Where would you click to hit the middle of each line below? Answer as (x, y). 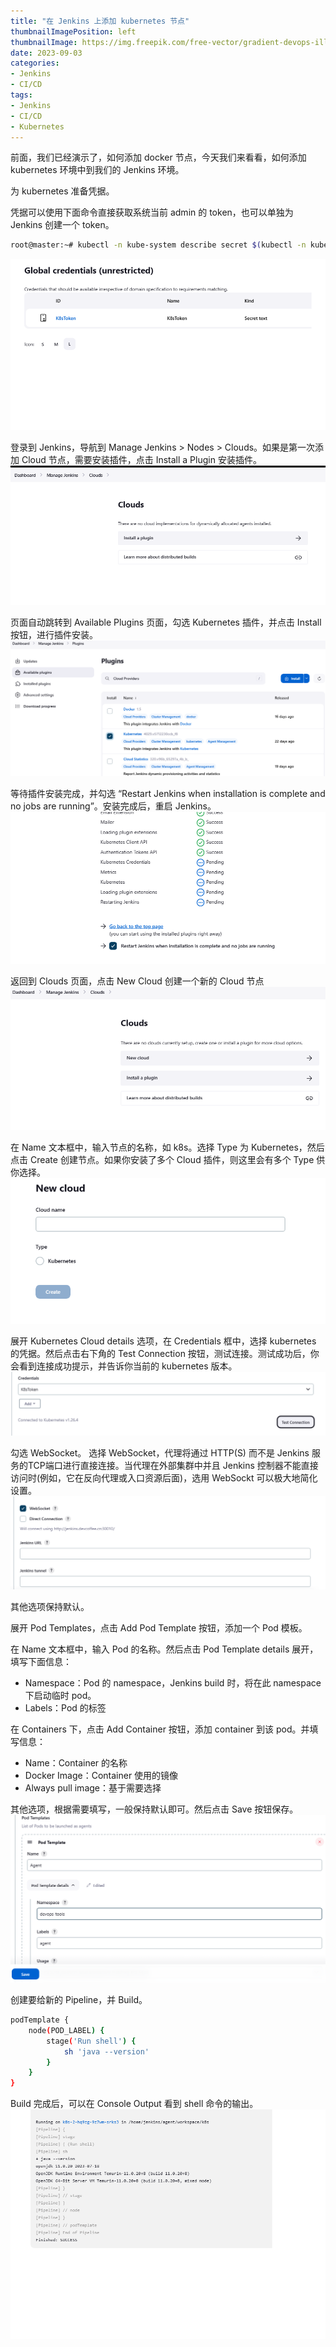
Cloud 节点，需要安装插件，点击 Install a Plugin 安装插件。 (141, 460)
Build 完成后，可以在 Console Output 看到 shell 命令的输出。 (134, 2104)
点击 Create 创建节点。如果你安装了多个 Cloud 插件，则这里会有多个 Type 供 (168, 1159)
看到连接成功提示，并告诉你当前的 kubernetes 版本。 (128, 1366)
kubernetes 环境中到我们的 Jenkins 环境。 (97, 170)
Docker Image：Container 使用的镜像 (101, 1775)
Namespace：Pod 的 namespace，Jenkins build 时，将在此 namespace (173, 1682)
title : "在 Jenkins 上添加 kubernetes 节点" (100, 21)
